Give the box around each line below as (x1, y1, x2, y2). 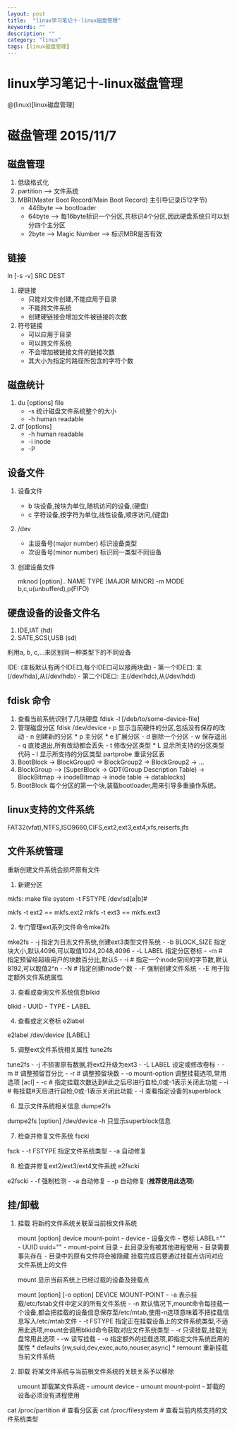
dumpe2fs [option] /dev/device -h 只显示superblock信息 (7, 1116, 171, 1125)
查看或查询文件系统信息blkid (17, 988, 100, 996)
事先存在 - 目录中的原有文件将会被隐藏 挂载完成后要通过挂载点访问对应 (17, 1252, 224, 1260)
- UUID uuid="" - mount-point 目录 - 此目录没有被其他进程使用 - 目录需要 (17, 1243, 230, 1252)
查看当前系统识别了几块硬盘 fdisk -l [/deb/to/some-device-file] (17, 715, 200, 723)
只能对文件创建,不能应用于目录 (28, 294, 117, 303)
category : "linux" (7, 37, 61, 44)
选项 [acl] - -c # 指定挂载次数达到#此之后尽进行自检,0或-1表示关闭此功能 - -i (7, 1077, 229, 1086)
